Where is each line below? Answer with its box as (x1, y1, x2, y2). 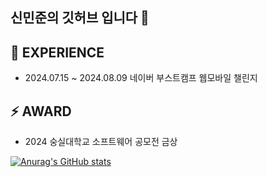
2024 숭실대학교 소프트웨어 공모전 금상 (24, 136, 178, 148)
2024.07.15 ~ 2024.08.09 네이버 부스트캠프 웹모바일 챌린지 (24, 72, 258, 84)
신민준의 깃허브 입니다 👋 (10, 9, 150, 27)
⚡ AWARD (10, 103, 72, 120)
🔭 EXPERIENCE (10, 44, 105, 61)
